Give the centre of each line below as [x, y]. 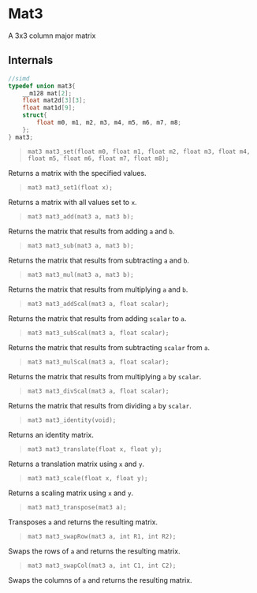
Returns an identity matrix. [51, 434]
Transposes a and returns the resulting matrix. [83, 522]
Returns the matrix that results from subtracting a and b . [99, 260]
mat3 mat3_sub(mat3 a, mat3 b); [80, 245]
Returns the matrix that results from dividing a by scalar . [100, 405]
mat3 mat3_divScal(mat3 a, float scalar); [98, 391]
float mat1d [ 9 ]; [49, 108]
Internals [31, 60]
